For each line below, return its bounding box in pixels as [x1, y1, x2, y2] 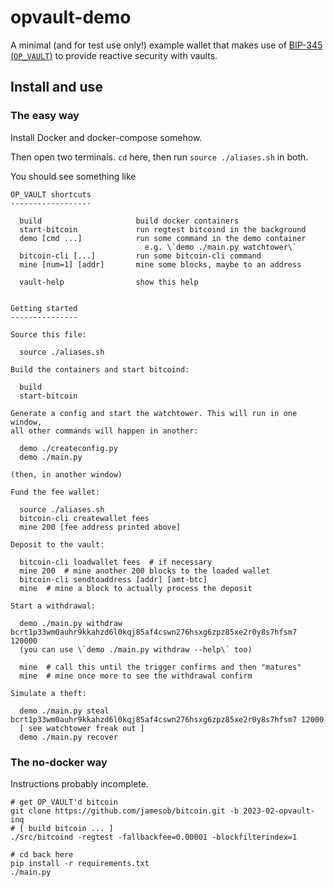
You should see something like [10, 170, 137, 182]
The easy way [10, 109, 80, 123]
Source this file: [10, 329, 87, 340]
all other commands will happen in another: [10, 426, 199, 436]
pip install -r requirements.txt [10, 858, 150, 868]
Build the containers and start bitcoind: [10, 364, 190, 375]
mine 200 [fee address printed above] [19, 522, 182, 532]
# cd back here [10, 849, 74, 860]
